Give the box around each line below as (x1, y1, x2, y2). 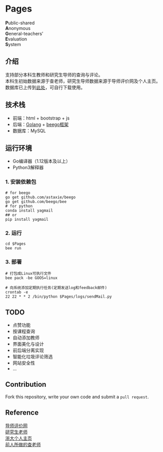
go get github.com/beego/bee (5, 199, 67, 204)
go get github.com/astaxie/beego (5, 194, 76, 200)
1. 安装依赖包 (5, 178, 36, 185)
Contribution (5, 380, 47, 389)
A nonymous (5, 25, 31, 31)
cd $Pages (5, 241, 26, 246)
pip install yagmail (5, 217, 49, 222)
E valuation (5, 36, 27, 42)
